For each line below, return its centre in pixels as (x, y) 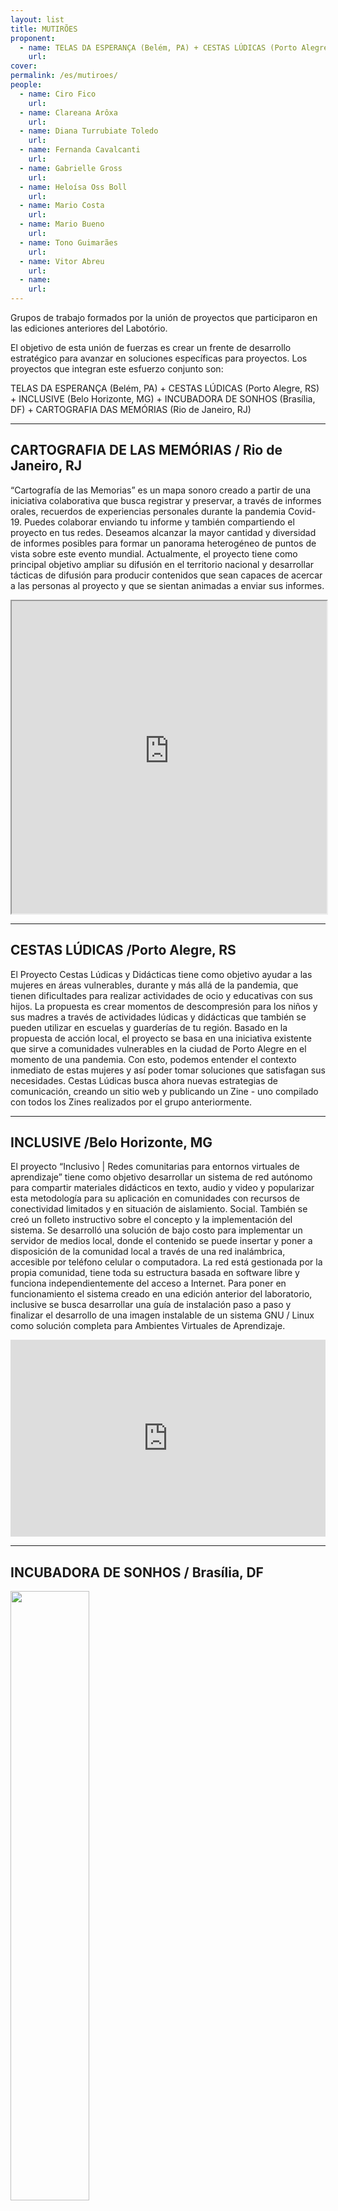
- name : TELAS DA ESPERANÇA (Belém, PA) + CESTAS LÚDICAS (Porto (158, 47)
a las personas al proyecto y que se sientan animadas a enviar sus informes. (167, 585)
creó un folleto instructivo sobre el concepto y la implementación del (151, 1220)
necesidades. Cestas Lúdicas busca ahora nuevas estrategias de (144, 1080)
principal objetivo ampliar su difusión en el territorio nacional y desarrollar (162, 564)
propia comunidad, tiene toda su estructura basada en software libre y (155, 1273)
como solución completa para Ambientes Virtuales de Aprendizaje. (148, 1326)
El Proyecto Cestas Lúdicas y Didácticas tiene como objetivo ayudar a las (161, 974)
